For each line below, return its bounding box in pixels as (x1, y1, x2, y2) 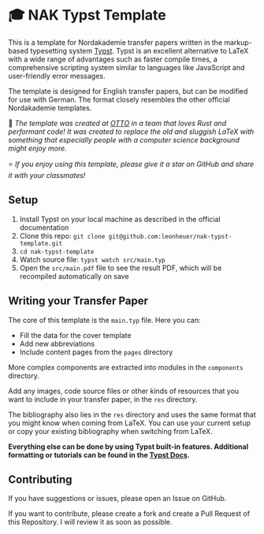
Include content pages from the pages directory (19, 347, 173, 357)
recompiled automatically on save (19, 271, 129, 280)
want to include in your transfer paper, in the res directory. (8, 395, 198, 404)
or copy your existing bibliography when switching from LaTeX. (8, 426, 213, 436)
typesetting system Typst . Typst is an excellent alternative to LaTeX (30, 46, 249, 55)
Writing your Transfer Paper (8, 295, 148, 308)
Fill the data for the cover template (19, 330, 132, 339)
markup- (224, 37, 252, 47)
